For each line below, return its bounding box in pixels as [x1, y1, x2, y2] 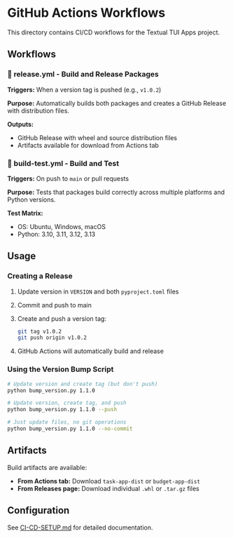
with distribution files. [7, 106, 70, 115]
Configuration [7, 504, 70, 516]
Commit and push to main [17, 301, 92, 309]
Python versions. [7, 195, 56, 204]
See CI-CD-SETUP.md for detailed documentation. [7, 523, 153, 532]
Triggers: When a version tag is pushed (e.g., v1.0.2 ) [7, 85, 162, 94]
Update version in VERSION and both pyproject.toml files [17, 287, 179, 296]
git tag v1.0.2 [17, 328, 62, 335]
